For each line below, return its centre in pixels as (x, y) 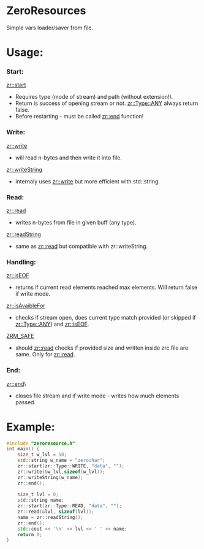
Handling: (21, 262)
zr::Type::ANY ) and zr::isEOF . (52, 324)
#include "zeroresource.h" (41, 443)
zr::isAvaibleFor (26, 306)
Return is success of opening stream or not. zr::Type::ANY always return (107, 103)
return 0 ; (30, 534)
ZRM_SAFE (21, 336)
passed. (25, 402)
